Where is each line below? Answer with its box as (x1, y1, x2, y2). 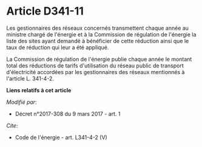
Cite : (6, 121, 18, 129)
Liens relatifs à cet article (6, 86, 72, 94)
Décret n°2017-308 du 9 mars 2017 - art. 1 (15, 110, 121, 117)
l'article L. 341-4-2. (6, 75, 55, 82)
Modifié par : (6, 98, 38, 106)
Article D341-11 (6, 4, 84, 18)
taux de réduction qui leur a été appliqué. (6, 44, 109, 51)
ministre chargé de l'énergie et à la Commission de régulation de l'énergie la (6, 30, 197, 38)
